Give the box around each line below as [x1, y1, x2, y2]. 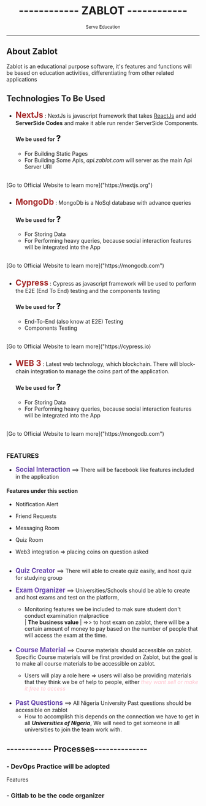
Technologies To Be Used [6, 93, 105, 104]
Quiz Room [15, 536, 44, 544]
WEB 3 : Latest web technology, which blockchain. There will [15, 358, 178, 368]
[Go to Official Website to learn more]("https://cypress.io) [6, 343, 151, 350]
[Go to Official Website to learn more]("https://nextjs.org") [6, 181, 153, 189]
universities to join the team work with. [24, 726, 123, 733]
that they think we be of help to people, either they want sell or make [24, 678, 199, 685]
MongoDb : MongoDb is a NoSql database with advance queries [15, 197, 191, 207]
